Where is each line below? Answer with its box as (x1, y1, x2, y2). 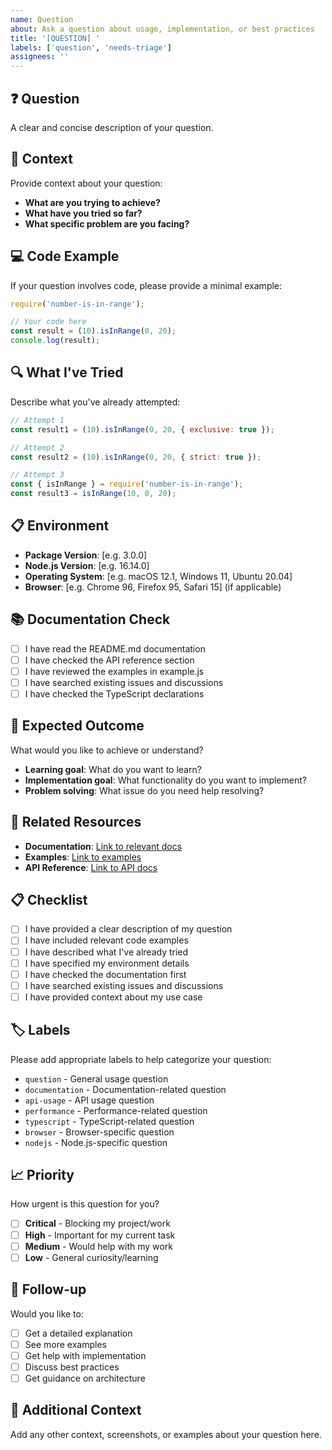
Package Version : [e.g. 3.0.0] (24, 549, 148, 561)
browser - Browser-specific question (24, 1126, 175, 1138)
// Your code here (10, 317, 87, 327)
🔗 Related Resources (10, 814, 142, 831)
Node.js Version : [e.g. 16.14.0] (24, 559, 150, 571)
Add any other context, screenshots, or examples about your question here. (10, 1428, 322, 1440)
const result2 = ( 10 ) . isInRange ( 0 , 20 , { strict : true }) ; (10, 452, 262, 462)
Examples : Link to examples (24, 851, 142, 863)
